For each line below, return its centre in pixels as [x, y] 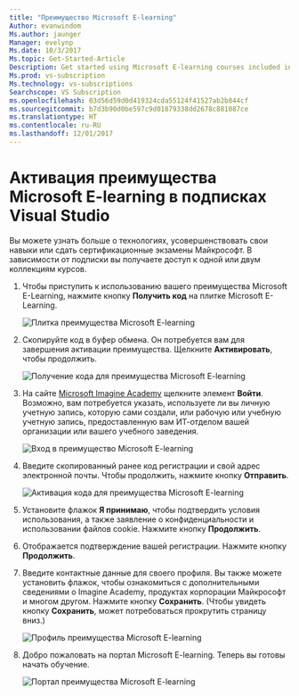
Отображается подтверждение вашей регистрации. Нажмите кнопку [154, 546]
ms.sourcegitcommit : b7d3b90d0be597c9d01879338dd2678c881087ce [129, 109]
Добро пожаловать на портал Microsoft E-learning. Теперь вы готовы [154, 655]
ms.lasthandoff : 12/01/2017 [61, 134]
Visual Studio [60, 216]
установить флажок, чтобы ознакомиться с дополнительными [141, 582]
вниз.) [34, 620]
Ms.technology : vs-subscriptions [71, 84]
